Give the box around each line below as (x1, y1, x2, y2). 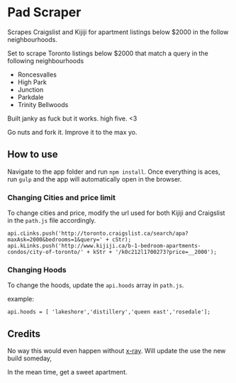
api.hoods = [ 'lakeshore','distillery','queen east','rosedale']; (7, 309, 211, 316)
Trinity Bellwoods (17, 100, 69, 109)
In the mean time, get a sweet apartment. (7, 368, 128, 377)
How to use (7, 148, 58, 160)
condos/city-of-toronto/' (7, 249, 84, 256)
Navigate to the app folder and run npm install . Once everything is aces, (7, 167, 221, 176)
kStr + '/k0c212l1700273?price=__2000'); (93, 249, 218, 256)
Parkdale (17, 93, 44, 101)
